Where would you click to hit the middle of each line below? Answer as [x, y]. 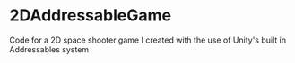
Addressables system [49, 49]
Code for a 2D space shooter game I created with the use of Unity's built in [148, 40]
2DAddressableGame [91, 16]
